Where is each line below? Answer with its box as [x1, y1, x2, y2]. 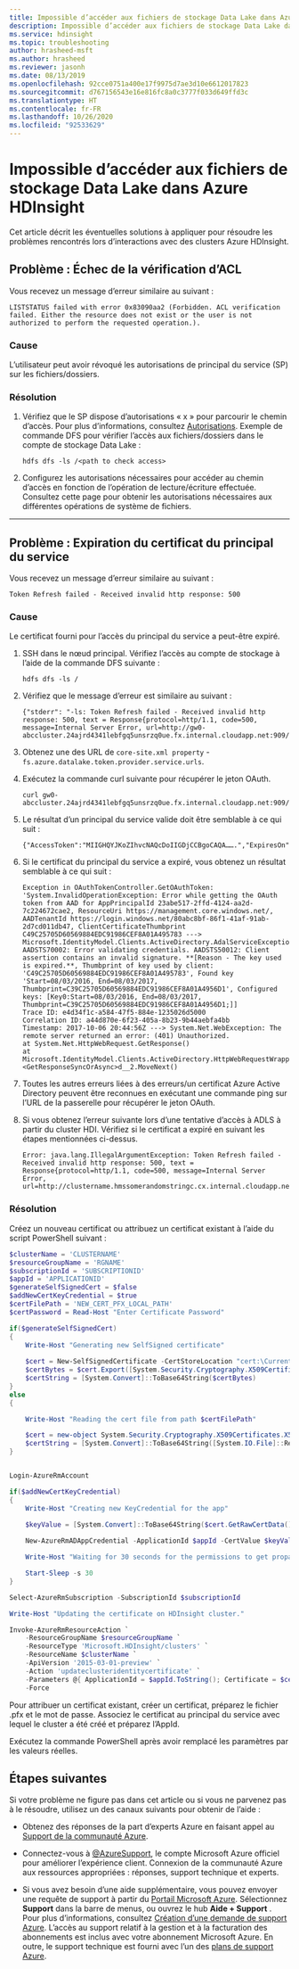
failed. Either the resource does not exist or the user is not [9, 310, 253, 319]
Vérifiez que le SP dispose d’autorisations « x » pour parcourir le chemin [21, 411, 287, 422]
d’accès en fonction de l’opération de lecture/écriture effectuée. [21, 482, 256, 493]
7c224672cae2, [21, 907, 75, 916]
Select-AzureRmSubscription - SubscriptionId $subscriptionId [9, 1593, 241, 1602]
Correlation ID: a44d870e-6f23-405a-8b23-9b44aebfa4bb [21, 1016, 230, 1026]
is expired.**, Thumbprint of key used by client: [21, 961, 214, 970]
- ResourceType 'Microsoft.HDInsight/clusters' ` [25, 1642, 209, 1651]
